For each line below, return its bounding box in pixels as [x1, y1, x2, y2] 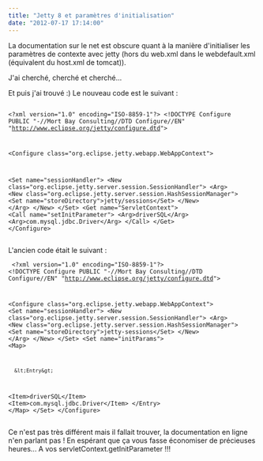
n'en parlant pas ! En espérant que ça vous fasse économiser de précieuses [8, 436, 256, 445]
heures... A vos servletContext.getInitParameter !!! [8, 444, 171, 453]
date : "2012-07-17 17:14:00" [8, 19, 104, 27]
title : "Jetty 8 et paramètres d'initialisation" [8, 11, 175, 20]
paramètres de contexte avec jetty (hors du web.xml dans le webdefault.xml [8, 49, 256, 59]
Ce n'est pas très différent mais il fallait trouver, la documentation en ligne [8, 427, 248, 436]
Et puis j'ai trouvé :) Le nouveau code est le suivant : [8, 88, 178, 97]
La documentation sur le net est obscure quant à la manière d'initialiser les [8, 40, 250, 50]
